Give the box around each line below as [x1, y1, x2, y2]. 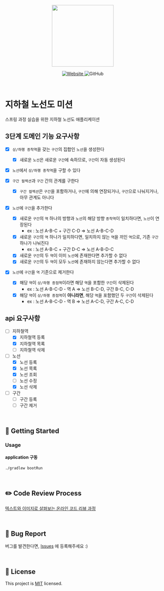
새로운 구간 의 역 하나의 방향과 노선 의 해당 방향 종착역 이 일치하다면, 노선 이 [19, 215, 154, 222]
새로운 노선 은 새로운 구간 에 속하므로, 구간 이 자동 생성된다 [19, 157, 126, 162]
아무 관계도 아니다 [19, 195, 54, 200]
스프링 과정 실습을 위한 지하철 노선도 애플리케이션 [5, 116, 100, 122]
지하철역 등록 [19, 334, 45, 340]
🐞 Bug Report [5, 529, 46, 538]
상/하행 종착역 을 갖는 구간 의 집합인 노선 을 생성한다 [12, 146, 104, 152]
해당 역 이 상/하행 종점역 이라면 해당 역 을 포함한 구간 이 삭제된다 [19, 279, 134, 286]
